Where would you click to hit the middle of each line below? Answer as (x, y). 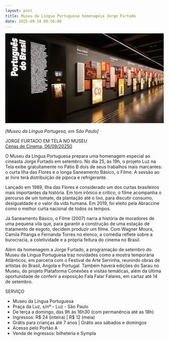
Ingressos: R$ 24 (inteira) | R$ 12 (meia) (54, 317)
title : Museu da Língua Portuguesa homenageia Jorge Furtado (71, 16)
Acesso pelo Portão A (35, 328)
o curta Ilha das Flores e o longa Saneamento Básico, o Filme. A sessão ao (82, 172)
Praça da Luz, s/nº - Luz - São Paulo (51, 307)
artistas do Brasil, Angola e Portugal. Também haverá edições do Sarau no (82, 266)
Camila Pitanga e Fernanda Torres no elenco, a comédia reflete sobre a (79, 235)
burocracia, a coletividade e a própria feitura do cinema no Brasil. (73, 240)
